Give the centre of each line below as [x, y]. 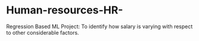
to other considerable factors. [43, 32]
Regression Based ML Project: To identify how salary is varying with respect [99, 26]
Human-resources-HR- [65, 10]
